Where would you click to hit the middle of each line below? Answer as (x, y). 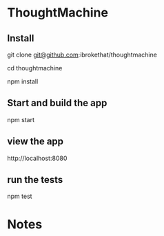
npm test (20, 196)
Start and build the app (57, 103)
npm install (23, 81)
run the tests (35, 180)
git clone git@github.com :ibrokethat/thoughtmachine (82, 55)
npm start (21, 119)
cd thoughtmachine (35, 68)
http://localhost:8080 (37, 158)
